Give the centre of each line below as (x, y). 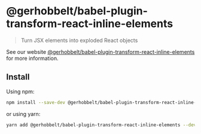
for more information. (32, 58)
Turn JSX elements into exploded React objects (79, 40)
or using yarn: (23, 114)
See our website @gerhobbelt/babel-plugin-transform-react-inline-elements (100, 51)
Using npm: (20, 92)
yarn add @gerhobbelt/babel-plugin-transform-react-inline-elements (93, 125)
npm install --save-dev (36, 102)
